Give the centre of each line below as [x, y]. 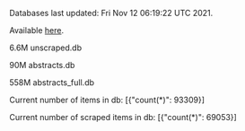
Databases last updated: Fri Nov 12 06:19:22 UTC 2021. [111, 13]
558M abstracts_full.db [52, 83]
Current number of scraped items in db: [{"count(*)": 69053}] [123, 117]
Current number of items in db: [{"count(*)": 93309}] [107, 100]
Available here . [37, 30]
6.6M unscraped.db [46, 48]
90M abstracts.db [42, 65]
